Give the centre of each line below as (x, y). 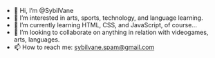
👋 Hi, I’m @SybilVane (44, 11)
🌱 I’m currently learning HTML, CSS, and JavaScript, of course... (105, 25)
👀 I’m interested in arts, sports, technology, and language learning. (108, 18)
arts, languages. (37, 40)
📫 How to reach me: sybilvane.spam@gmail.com (84, 47)
